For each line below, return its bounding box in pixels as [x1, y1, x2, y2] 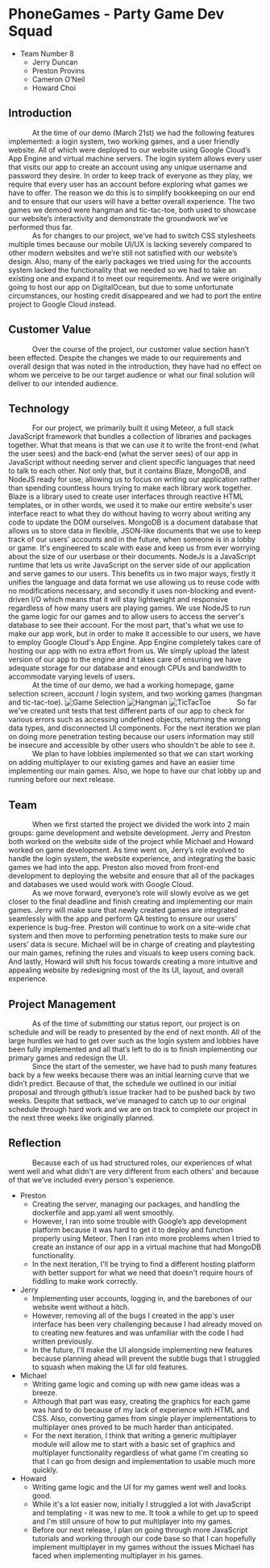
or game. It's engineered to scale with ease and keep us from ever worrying [8, 543, 260, 553]
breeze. [31, 1387, 58, 1397]
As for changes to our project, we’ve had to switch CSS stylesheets [31, 231, 256, 240]
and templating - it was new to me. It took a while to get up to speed [31, 1507, 259, 1517]
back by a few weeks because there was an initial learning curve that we [8, 1070, 250, 1080]
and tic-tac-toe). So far [8, 697, 257, 707]
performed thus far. [8, 222, 73, 232]
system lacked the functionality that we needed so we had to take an [8, 265, 237, 274]
